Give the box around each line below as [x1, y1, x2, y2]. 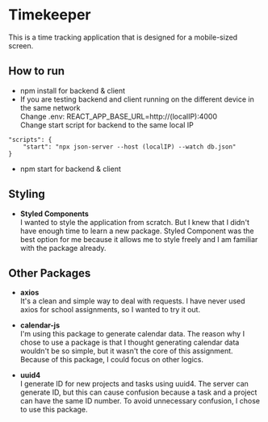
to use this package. [19, 405, 88, 415]
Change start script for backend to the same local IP [19, 119, 194, 130]
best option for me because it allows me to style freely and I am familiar [19, 234, 258, 244]
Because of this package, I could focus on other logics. [19, 355, 204, 365]
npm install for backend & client [19, 86, 126, 95]
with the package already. [19, 243, 107, 253]
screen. [8, 40, 34, 50]
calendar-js [19, 320, 61, 330]
